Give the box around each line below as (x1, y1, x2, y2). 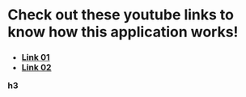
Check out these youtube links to (7, 6, 235, 24)
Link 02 (21, 62, 52, 74)
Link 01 (21, 52, 50, 63)
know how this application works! (7, 23, 239, 41)
